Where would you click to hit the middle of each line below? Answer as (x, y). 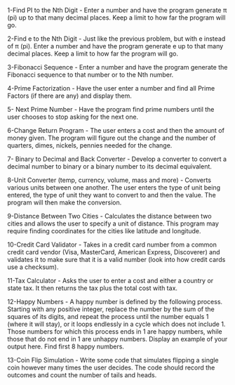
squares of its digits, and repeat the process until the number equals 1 (108, 317)
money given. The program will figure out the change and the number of (112, 138)
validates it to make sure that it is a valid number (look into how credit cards (116, 260)
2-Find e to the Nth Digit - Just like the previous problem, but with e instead (116, 39)
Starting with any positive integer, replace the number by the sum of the (111, 309)
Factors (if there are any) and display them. (69, 96)
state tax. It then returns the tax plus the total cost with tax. (92, 288)
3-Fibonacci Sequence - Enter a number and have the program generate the (117, 67)
